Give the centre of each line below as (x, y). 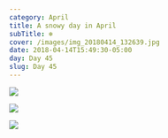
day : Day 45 (31, 58)
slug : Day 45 (33, 67)
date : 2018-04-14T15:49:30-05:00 (71, 50)
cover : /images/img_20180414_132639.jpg (85, 42)
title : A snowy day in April (63, 26)
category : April (39, 17)
